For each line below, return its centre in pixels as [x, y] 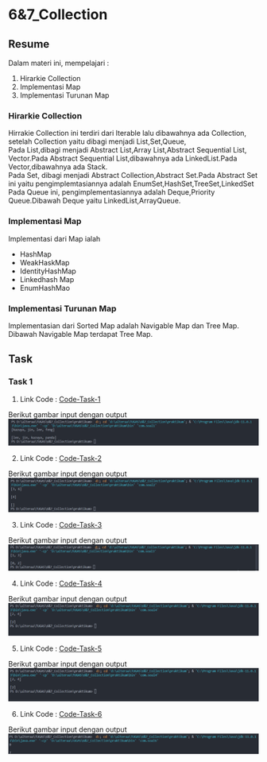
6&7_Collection [58, 15]
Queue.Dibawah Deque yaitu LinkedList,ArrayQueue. [95, 201]
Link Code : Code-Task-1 [60, 399]
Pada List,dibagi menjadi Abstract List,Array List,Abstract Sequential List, [128, 150]
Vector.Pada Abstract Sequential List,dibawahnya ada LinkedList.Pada [123, 159]
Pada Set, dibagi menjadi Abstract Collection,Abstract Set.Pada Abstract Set [133, 176]
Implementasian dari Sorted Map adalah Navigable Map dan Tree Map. [124, 325]
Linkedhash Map [47, 279]
